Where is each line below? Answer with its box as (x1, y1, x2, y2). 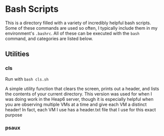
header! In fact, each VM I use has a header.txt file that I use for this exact (5, 106, 156, 112)
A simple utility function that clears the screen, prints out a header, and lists (5, 86, 160, 91)
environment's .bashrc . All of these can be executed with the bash (5, 30, 140, 36)
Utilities (5, 50, 30, 58)
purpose (5, 112, 22, 118)
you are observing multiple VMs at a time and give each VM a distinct (5, 101, 147, 107)
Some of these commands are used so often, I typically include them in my (5, 25, 158, 31)
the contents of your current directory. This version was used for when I (5, 91, 152, 97)
